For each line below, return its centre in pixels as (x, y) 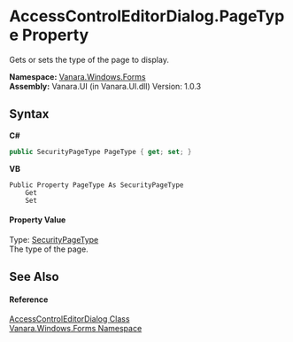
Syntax (29, 114)
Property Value (38, 220)
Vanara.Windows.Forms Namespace (76, 329)
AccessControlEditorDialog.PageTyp (147, 16)
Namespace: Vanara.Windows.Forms (77, 76)
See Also (34, 277)
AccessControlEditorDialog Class (69, 319)
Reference (29, 299)
